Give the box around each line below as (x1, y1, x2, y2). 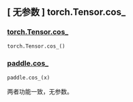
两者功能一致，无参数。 (7, 87, 73, 95)
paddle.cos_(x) (7, 74, 50, 81)
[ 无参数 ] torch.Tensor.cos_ (7, 6, 126, 18)
